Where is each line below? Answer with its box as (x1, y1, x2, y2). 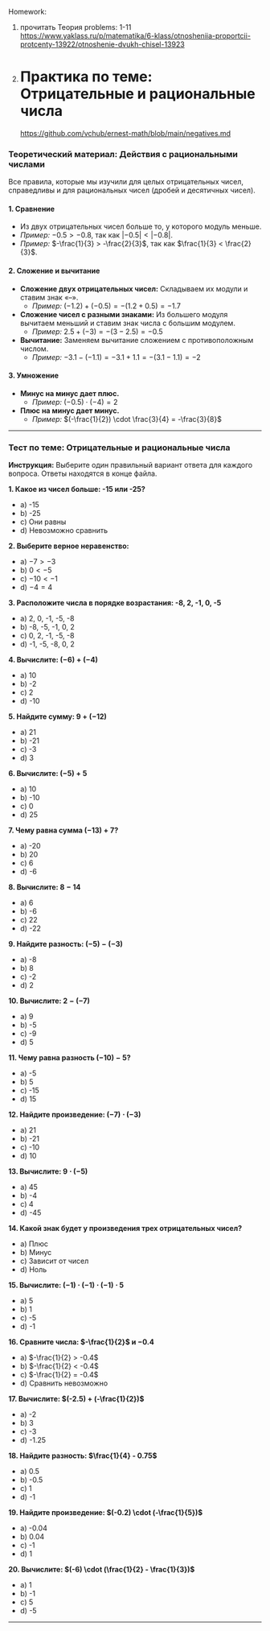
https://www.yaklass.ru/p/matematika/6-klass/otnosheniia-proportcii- (19, 31, 252, 40)
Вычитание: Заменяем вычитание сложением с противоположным (19, 335, 254, 345)
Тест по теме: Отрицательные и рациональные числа (8, 442, 231, 453)
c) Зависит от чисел (19, 1256, 89, 1266)
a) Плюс (19, 1239, 48, 1249)
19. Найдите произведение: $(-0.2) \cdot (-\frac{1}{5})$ (8, 1508, 203, 1517)
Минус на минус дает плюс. (19, 388, 120, 398)
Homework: (8, 7, 47, 16)
